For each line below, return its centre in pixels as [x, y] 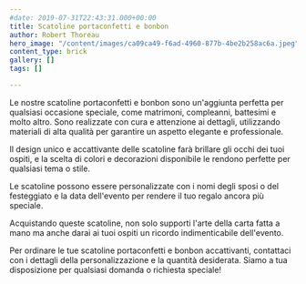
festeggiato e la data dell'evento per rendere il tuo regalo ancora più [137, 196]
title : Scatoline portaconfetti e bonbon [89, 26]
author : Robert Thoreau [55, 35]
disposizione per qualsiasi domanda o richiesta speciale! [115, 269]
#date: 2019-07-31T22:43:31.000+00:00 [83, 18]
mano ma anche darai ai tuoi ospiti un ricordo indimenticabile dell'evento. [147, 232]
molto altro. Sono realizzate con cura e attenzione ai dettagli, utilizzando [145, 122]
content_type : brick [49, 52]
